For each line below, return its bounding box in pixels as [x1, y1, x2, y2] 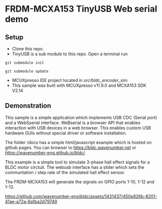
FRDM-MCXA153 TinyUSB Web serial [5, 3, 158, 15]
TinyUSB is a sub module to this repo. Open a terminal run [12, 51, 128, 57]
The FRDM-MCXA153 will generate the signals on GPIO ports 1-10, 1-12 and [5, 178, 155, 185]
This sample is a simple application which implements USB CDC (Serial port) [5, 114, 157, 120]
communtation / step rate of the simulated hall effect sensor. [5, 169, 126, 175]
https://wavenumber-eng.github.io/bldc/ [5, 149, 86, 156]
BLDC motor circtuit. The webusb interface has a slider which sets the [5, 164, 145, 170]
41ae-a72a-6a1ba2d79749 [5, 198, 57, 204]
